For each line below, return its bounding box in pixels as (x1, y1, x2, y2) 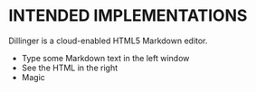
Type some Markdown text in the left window (21, 52, 190, 63)
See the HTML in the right (21, 62, 119, 73)
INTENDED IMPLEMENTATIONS (8, 5, 248, 26)
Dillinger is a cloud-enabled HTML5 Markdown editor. (8, 35, 208, 46)
